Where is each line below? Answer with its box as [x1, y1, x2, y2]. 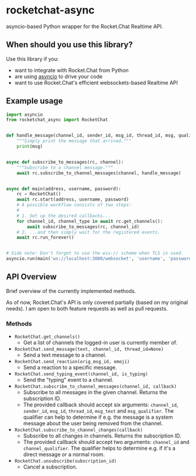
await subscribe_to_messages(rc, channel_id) [27, 223, 140, 230]
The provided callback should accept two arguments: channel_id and [23, 439, 190, 446]
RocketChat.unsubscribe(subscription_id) [14, 458, 117, 464]
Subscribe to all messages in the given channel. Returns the [23, 389, 167, 396]
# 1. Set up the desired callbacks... [16, 213, 111, 219]
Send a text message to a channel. [23, 351, 107, 358]
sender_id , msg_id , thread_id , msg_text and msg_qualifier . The [23, 408, 174, 415]
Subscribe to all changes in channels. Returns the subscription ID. [23, 432, 182, 439]
